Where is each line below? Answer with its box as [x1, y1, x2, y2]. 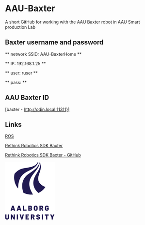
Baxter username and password [5, 38, 104, 47]
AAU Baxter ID [5, 93, 49, 102]
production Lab [5, 24, 35, 30]
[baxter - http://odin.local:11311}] [5, 106, 70, 112]
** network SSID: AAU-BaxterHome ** [5, 51, 82, 57]
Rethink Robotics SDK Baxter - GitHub [5, 152, 81, 158]
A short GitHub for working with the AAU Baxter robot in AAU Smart [5, 19, 140, 25]
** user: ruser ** [5, 70, 38, 76]
